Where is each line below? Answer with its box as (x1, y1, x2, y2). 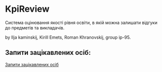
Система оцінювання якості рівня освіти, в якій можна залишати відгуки (5, 20, 158, 25)
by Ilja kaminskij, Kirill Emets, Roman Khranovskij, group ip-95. (5, 34, 131, 40)
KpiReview (5, 3, 50, 15)
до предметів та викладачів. (5, 24, 65, 30)
